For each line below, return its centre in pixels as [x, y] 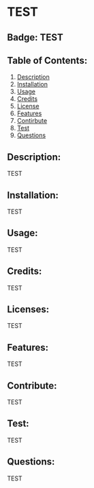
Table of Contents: [47, 60]
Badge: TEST [35, 37]
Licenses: [28, 310]
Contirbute [32, 121]
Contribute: [32, 385]
